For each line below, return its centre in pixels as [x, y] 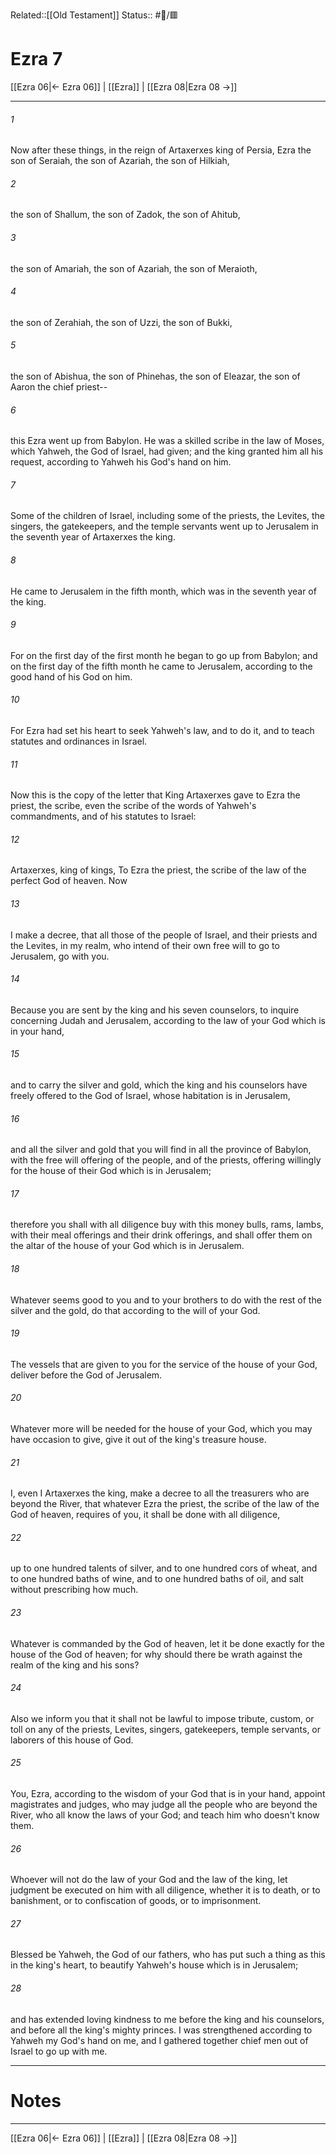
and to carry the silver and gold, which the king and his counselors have [159, 1085]
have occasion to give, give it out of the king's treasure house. [138, 1439]
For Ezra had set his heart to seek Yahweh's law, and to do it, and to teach [162, 730]
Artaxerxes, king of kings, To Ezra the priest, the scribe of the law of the [158, 870]
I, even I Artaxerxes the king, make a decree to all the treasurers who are [160, 1493]
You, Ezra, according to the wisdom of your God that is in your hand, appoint [168, 1794]
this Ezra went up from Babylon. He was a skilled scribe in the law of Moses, [167, 441]
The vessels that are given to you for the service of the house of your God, [164, 1364]
